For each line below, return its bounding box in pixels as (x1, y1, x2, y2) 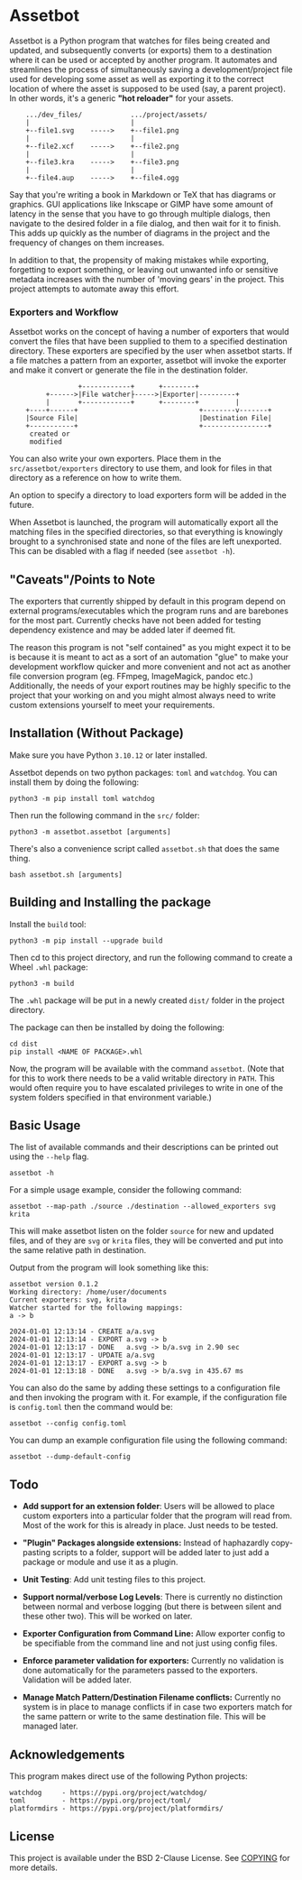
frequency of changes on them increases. (9, 236, 165, 248)
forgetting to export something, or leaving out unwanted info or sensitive (9, 263, 279, 275)
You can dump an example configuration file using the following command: (9, 1435, 288, 1446)
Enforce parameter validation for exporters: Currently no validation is (22, 1655, 284, 1666)
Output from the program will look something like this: (9, 1262, 209, 1273)
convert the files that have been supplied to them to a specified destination (9, 336, 288, 347)
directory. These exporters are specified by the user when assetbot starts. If (9, 346, 293, 356)
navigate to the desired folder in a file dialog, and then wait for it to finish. (9, 217, 281, 228)
